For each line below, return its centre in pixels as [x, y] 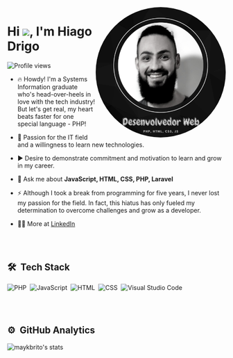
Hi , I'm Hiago [50, 32]
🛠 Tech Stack [39, 267]
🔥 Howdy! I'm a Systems [52, 79]
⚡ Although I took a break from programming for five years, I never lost [118, 193]
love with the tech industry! [56, 101]
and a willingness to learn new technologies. [80, 145]
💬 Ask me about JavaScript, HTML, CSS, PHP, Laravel [95, 179]
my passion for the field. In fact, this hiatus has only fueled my [106, 203]
